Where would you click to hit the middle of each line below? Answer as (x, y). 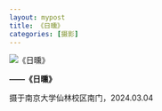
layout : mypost (37, 17)
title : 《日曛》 (36, 26)
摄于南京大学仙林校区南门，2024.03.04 (81, 98)
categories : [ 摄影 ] (44, 34)
